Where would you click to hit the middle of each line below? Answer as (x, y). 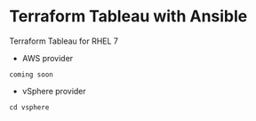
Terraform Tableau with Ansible (128, 16)
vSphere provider (54, 91)
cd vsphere (29, 107)
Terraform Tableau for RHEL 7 (64, 41)
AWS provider (48, 58)
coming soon (31, 74)
